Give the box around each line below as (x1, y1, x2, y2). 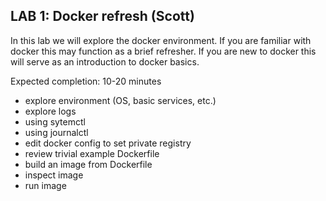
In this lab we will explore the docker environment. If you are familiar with (10, 34, 312, 46)
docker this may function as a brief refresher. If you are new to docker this (10, 45, 317, 57)
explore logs (24, 105, 77, 117)
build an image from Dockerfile (24, 158, 153, 170)
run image (24, 179, 67, 191)
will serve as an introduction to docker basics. (10, 55, 200, 68)
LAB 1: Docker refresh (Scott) (10, 8, 195, 25)
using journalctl (24, 126, 89, 138)
